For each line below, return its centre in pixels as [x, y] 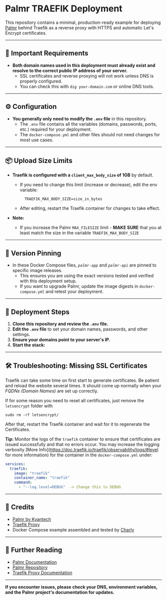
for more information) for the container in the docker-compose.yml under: [79, 455]
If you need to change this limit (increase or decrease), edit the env [88, 185]
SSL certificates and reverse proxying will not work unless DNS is [87, 76]
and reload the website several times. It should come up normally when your [83, 385]
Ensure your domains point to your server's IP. [61, 340]
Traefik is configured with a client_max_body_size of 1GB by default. [83, 175]
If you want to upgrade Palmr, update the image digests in [79, 286]
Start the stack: [29, 345]
